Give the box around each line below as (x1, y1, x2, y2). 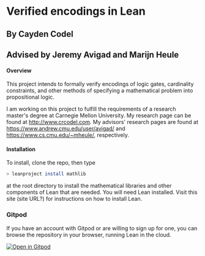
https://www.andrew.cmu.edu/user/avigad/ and (6, 125, 125, 133)
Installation (6, 145, 35, 153)
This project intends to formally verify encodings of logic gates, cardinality (6, 80, 194, 88)
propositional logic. (6, 93, 55, 101)
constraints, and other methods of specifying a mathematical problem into (6, 87, 193, 95)
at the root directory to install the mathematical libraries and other (6, 182, 172, 190)
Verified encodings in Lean (6, 4, 146, 18)
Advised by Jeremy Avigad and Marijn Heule (6, 49, 179, 60)
